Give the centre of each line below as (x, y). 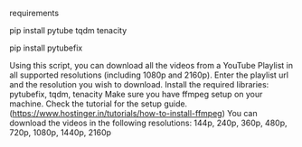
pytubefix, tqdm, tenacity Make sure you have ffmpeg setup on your (136, 94)
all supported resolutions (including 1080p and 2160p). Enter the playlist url (149, 75)
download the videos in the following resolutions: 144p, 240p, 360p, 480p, (148, 123)
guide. (176, 104)
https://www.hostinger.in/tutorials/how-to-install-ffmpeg (118, 113)
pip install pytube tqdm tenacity (68, 30)
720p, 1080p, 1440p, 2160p (60, 133)
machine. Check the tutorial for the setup (86, 104)
